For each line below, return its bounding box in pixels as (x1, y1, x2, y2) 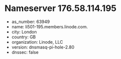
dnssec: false (11, 49, 39, 55)
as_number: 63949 (11, 19, 50, 24)
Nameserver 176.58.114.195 (4, 3, 117, 14)
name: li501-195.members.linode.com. (11, 24, 88, 29)
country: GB (11, 34, 36, 40)
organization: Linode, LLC (11, 39, 63, 45)
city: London (11, 29, 37, 35)
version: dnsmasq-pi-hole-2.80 (11, 44, 75, 50)
